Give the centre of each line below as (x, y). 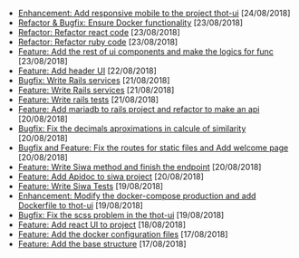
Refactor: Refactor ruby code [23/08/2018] (98, 42)
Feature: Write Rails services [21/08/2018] (96, 90)
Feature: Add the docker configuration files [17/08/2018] (123, 234)
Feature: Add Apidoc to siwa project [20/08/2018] (111, 177)
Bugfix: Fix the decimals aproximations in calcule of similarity (132, 129)
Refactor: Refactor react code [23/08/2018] (99, 32)
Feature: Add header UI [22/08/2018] (87, 71)
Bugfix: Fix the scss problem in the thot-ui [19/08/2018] (121, 215)
